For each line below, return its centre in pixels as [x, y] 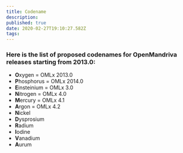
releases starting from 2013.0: [51, 62]
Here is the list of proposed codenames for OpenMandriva [91, 55]
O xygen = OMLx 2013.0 [44, 75]
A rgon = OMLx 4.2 [37, 107]
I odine [23, 132]
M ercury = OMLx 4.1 [40, 100]
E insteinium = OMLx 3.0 [44, 88]
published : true [26, 23]
